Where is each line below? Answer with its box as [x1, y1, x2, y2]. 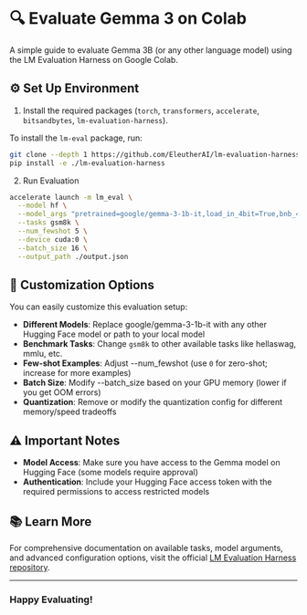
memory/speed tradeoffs [22, 406, 117, 417]
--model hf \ [17, 201, 68, 211]
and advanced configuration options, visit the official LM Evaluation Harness [9, 552, 297, 563]
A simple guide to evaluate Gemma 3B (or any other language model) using [9, 44, 292, 56]
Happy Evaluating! [9, 593, 93, 606]
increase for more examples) [22, 368, 132, 379]
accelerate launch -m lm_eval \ [9, 193, 132, 202]
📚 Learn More [9, 514, 92, 529]
